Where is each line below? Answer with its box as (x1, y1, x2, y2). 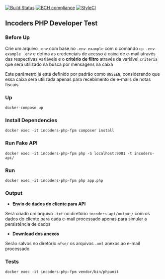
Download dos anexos (12, 231, 60, 237)
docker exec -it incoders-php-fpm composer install (5, 128, 114, 133)
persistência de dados (5, 221, 51, 227)
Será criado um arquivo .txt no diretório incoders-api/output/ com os (5, 211, 150, 217)
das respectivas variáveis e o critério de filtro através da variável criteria (5, 56, 158, 62)
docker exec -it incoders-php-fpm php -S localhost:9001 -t (5, 151, 133, 156)
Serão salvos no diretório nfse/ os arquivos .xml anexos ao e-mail (5, 241, 140, 247)
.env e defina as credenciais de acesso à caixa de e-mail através (23, 50, 156, 57)
